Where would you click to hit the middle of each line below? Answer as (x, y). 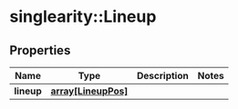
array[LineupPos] (89, 91)
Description (162, 76)
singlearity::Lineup (83, 17)
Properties (40, 50)
